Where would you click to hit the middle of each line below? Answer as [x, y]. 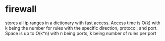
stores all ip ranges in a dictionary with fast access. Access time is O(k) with [83, 23]
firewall [21, 9]
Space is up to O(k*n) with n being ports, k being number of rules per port [81, 33]
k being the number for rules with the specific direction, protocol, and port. [81, 28]
